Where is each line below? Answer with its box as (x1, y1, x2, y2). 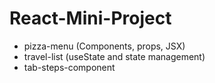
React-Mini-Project (9, 7, 172, 30)
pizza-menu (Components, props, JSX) (23, 40, 186, 52)
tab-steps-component (23, 61, 116, 73)
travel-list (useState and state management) (23, 50, 206, 62)
